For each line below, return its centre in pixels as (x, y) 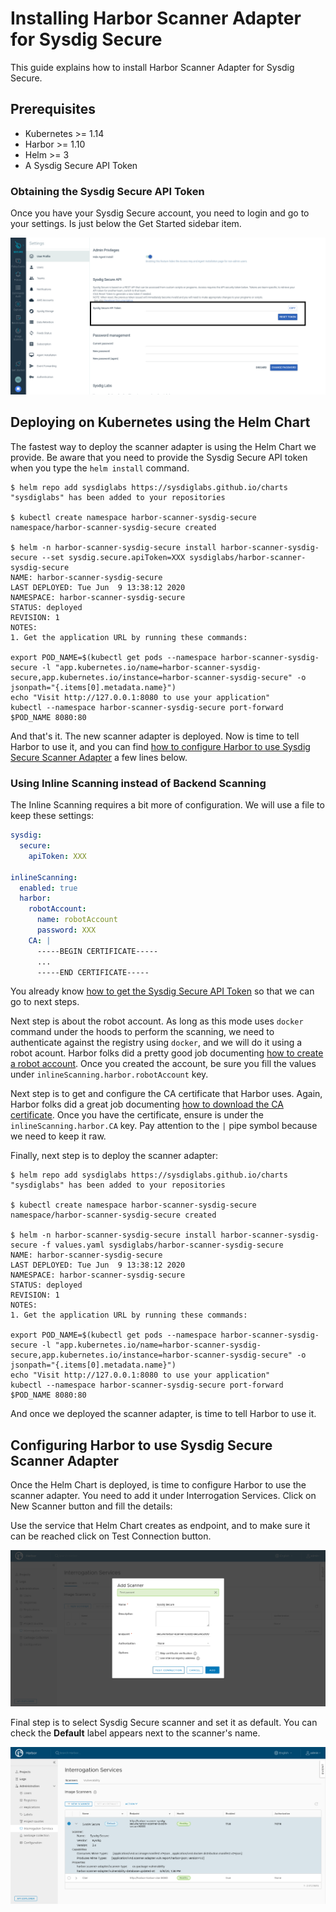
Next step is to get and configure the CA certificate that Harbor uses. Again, (166, 1094)
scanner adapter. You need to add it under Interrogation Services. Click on (163, 1496)
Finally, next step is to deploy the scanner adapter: (114, 1156)
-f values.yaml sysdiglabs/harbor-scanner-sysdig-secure (162, 1245)
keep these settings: (52, 816)
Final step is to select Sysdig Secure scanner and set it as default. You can (164, 1722)
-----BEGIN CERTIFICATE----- (97, 951)
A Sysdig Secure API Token (81, 165)
